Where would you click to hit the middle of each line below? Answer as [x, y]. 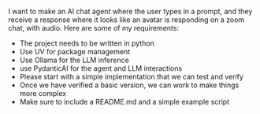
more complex [43, 93]
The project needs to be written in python [87, 43]
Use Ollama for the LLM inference [74, 60]
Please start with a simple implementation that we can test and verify [132, 77]
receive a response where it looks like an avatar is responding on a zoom [126, 20]
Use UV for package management [75, 51]
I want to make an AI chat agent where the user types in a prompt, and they [130, 11]
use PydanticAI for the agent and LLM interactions [101, 68]
